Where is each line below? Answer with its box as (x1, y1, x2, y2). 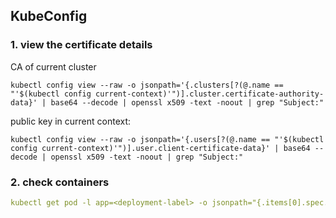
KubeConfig (10, 8, 88, 25)
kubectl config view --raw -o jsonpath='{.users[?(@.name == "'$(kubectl (10, 134, 325, 144)
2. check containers (10, 175, 110, 189)
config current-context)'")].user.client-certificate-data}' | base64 (10, 143, 311, 153)
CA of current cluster (10, 60, 97, 73)
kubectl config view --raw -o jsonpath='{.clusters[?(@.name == (10, 80, 284, 90)
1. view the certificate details (10, 38, 153, 52)
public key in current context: (10, 115, 132, 127)
